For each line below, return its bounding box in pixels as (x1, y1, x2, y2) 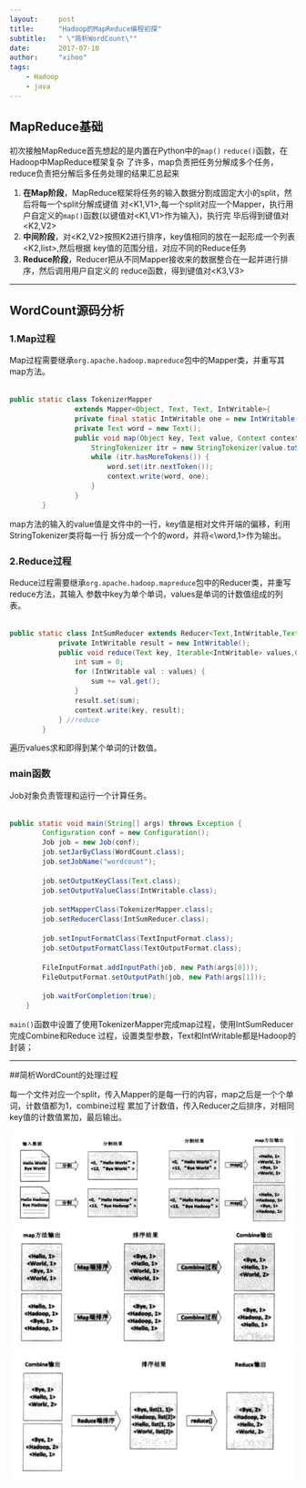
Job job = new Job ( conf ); (42, 838, 141, 847)
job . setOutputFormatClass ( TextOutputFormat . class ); (42, 943, 243, 953)
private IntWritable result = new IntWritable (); (57, 638, 250, 647)
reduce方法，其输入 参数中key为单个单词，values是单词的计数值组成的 (9, 588, 276, 599)
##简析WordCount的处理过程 (9, 1070, 118, 1081)
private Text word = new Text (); (74, 423, 202, 433)
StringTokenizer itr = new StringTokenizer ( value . (90, 443, 287, 453)
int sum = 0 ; (74, 657, 125, 667)
